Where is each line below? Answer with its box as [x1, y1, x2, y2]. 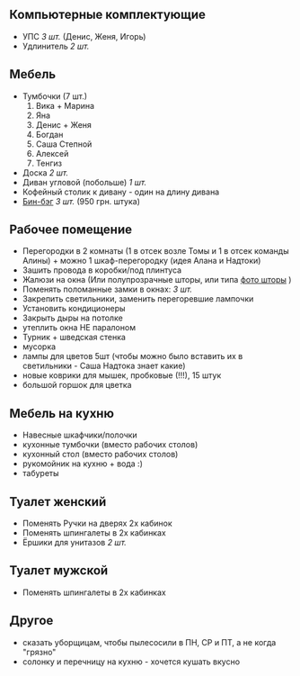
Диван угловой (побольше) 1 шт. [22, 176, 146, 187]
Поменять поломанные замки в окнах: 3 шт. [22, 284, 193, 295]
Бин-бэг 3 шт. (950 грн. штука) [22, 195, 141, 206]
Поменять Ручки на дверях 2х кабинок [22, 518, 172, 529]
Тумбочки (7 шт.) [22, 90, 88, 102]
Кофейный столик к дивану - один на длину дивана [22, 186, 220, 197]
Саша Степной [35, 139, 93, 149]
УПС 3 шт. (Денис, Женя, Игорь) [22, 31, 146, 41]
